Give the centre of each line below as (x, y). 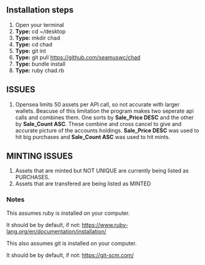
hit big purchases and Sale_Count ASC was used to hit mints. (92, 136)
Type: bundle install (40, 64)
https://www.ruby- (105, 225)
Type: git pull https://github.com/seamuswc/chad (78, 57)
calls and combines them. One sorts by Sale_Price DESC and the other (104, 117)
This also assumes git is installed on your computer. (72, 243)
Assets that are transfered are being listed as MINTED (83, 184)
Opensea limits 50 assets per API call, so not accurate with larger (97, 104)
